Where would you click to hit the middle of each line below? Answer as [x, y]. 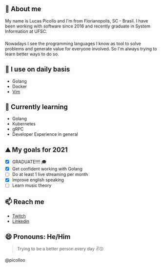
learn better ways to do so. [32, 54]
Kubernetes [24, 124]
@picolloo [15, 260]
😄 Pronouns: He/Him [38, 236]
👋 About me [23, 9]
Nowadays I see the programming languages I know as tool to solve [73, 43]
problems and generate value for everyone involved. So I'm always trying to [81, 49]
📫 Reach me [25, 202]
